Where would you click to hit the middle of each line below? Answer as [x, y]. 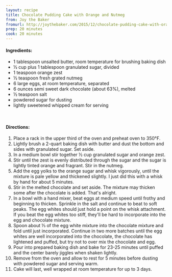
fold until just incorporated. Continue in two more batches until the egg [88, 231]
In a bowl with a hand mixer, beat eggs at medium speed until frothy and [89, 199]
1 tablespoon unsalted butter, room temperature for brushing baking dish [90, 62]
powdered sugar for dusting [42, 100]
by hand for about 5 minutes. [44, 182]
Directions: [18, 127]
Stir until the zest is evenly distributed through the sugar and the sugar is [90, 160]
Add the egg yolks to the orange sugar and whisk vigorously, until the [86, 171]
